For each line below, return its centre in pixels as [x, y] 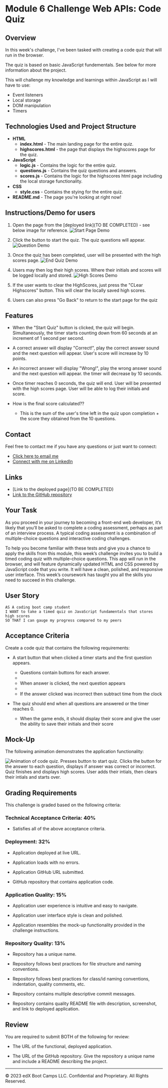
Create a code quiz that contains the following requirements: [67, 648]
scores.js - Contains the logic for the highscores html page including [91, 176]
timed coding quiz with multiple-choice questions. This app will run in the [80, 559]
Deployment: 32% [28, 842]
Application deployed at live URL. [46, 853]
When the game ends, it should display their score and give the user [90, 718]
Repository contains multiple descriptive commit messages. [74, 994]
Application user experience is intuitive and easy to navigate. [75, 906]
